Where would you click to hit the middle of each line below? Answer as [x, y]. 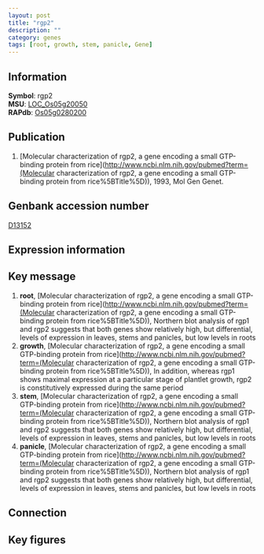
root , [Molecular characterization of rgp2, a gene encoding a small [127, 296]
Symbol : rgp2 [31, 95]
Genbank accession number [79, 206]
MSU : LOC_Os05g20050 [48, 104]
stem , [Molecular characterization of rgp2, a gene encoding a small [128, 396]
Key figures [37, 539]
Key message [42, 277]
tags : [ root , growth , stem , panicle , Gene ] [81, 45]
